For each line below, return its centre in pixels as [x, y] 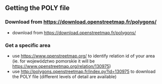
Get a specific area [28, 45]
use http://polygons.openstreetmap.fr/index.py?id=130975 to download [84, 71]
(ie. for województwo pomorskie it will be [53, 61]
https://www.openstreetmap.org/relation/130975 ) [61, 66]
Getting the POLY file [37, 8]
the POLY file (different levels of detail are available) [64, 76]
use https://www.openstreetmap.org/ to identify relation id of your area [83, 56]
